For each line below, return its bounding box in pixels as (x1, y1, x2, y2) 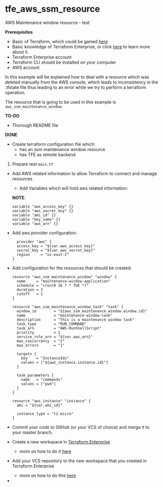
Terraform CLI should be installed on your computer (12, 59, 116, 65)
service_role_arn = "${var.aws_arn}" (17, 334, 93, 339)
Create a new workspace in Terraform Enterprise (12, 439, 110, 444)
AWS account (12, 65, 40, 70)
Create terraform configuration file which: (12, 141, 96, 147)
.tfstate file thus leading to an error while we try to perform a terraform (5, 84, 146, 90)
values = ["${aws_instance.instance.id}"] (21, 360, 109, 365)
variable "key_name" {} (12, 217, 61, 222)
